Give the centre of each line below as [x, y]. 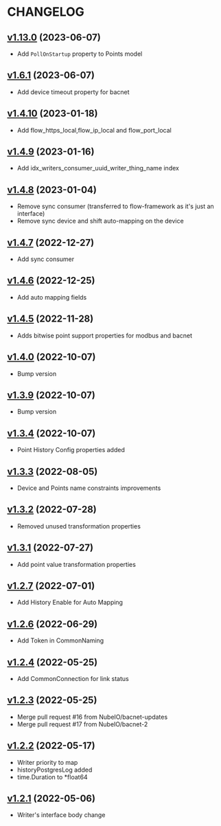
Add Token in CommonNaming [60, 640]
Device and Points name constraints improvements [89, 488]
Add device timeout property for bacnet [73, 92]
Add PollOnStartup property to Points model [80, 54]
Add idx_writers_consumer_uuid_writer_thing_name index [98, 168]
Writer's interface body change [61, 815]
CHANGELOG [46, 12]
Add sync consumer [46, 259]
